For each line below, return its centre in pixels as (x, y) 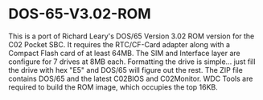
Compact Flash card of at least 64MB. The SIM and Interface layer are (124, 53)
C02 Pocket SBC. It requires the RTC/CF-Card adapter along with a (119, 44)
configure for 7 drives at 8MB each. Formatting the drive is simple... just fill (132, 62)
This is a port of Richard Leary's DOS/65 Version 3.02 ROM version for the (131, 36)
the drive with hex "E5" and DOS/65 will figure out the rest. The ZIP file (125, 70)
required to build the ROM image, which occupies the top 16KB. (113, 87)
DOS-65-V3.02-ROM (80, 14)
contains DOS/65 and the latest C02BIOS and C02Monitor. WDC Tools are (131, 78)
